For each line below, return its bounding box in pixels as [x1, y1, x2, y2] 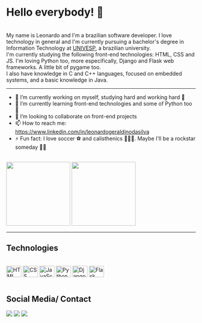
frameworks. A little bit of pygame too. [6, 63, 101, 71]
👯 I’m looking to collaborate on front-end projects [14, 112, 137, 119]
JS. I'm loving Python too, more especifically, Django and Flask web [6, 57, 174, 64]
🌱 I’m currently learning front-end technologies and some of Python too [14, 100, 192, 107]
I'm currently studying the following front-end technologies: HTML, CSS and [6, 50, 195, 58]
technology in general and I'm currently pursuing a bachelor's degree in [6, 38, 185, 45]
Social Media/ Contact [6, 294, 91, 304]
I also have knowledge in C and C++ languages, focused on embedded [6, 70, 182, 77]
